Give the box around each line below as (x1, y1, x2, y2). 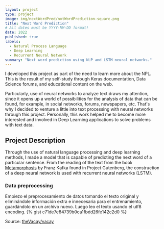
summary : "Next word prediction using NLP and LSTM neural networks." (5, 57, 152, 62)
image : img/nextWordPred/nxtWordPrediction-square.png (5, 16, 119, 21)
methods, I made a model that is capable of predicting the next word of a (5, 154, 152, 160)
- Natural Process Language (9, 44, 67, 49)
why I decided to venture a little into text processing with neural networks (5, 106, 153, 112)
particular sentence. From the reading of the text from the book (5, 160, 133, 166)
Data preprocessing (5, 182, 53, 189)
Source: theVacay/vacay (5, 219, 54, 225)
